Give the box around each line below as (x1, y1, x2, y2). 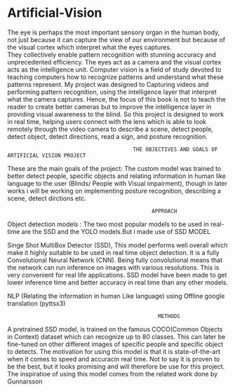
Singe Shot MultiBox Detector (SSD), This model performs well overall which (7, 240, 228, 249)
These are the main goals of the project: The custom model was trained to (7, 164, 222, 172)
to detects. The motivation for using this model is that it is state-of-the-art (7, 347, 221, 355)
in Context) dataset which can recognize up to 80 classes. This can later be (7, 332, 226, 341)
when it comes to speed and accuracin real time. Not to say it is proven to (7, 355, 220, 363)
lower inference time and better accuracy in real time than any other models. (7, 278, 229, 287)
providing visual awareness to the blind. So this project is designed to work (7, 110, 224, 118)
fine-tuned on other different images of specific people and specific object (7, 340, 224, 348)
